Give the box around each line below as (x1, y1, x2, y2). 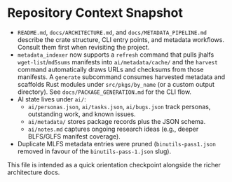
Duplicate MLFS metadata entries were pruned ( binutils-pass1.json (17, 139, 216, 148)
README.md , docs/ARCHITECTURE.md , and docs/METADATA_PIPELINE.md (17, 28, 207, 36)
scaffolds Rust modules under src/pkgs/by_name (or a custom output (17, 80, 215, 88)
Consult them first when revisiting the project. (17, 43, 150, 51)
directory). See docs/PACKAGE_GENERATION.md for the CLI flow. (17, 87, 191, 96)
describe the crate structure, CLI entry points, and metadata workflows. (17, 35, 224, 43)
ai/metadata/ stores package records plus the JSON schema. (27, 117, 206, 125)
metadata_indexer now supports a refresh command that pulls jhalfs (17, 50, 214, 59)
